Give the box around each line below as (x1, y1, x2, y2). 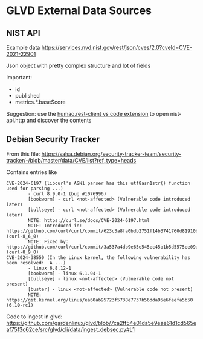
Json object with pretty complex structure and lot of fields (6, 62, 151, 69)
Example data (6, 44, 40, 51)
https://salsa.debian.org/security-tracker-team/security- (41, 150, 182, 158)
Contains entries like (6, 168, 57, 176)
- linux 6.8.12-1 (28, 265, 71, 271)
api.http (6, 116, 25, 124)
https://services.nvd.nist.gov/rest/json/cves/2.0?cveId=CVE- (41, 44, 192, 51)
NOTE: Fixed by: (28, 238, 69, 244)
